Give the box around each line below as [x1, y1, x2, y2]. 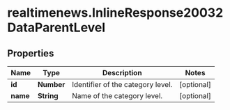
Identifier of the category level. [72, 80, 173, 89]
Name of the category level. [72, 91, 163, 100]
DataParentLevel [7, 19, 106, 36]
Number [37, 80, 66, 89]
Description [102, 68, 142, 77]
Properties [7, 47, 54, 59]
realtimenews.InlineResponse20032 [7, 5, 224, 21]
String [37, 91, 59, 100]
